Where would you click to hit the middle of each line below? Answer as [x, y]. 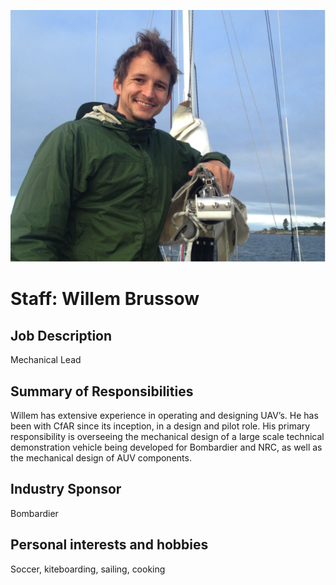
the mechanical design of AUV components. [101, 458]
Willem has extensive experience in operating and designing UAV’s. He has [164, 415]
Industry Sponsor [66, 489]
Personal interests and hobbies [109, 545]
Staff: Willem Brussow [105, 299]
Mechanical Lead [46, 360]
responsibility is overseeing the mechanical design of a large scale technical [167, 436]
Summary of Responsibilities [102, 391]
